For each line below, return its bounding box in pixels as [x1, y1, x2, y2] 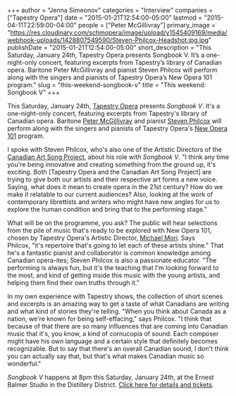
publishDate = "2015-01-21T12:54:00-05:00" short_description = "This [7, 44, 212, 51]
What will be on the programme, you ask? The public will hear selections [7, 219, 218, 227]
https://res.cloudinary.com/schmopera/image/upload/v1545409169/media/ [10, 28, 228, 37]
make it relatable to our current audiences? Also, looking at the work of [7, 190, 213, 198]
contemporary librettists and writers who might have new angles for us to [7, 198, 221, 206]
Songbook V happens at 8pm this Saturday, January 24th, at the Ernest [7, 373, 214, 381]
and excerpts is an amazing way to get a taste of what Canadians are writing [7, 300, 230, 308]
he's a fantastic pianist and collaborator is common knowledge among [7, 249, 211, 257]
